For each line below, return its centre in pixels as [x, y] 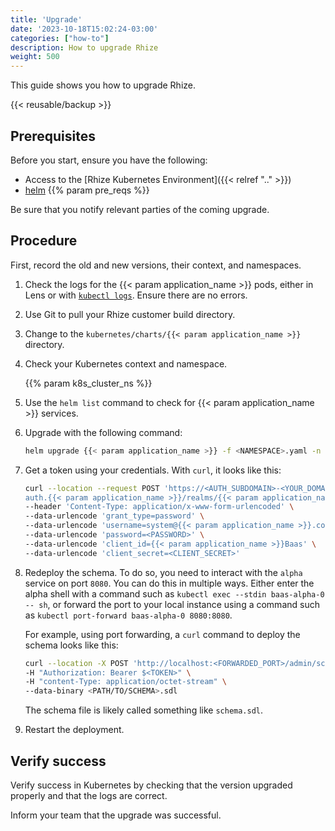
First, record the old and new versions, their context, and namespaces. [156, 265]
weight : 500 [35, 57]
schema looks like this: [71, 645]
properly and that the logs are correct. [89, 795]
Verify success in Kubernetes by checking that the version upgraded [151, 785]
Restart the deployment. [74, 730]
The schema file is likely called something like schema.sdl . [144, 710]
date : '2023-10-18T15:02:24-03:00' [84, 29]
